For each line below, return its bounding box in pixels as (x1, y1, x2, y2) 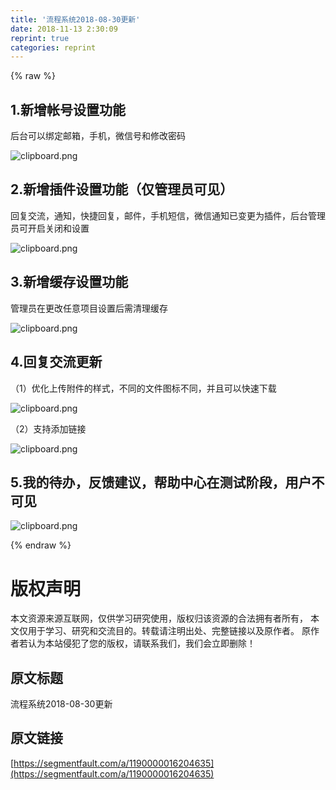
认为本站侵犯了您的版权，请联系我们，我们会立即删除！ (27, 637, 256, 650)
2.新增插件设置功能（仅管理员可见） (10, 181, 234, 198)
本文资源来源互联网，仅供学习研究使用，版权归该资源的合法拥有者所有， (10, 612, 308, 625)
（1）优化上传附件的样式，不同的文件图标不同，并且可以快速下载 (10, 382, 277, 394)
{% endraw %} (10, 539, 72, 551)
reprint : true (10, 33, 70, 43)
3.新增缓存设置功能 (10, 274, 129, 291)
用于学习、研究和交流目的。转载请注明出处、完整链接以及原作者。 (27, 625, 300, 637)
